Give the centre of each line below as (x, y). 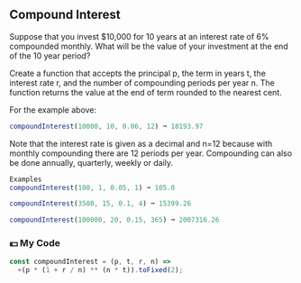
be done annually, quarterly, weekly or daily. (91, 162)
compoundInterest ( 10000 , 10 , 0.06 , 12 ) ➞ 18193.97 (106, 126)
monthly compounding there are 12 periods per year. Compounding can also (151, 153)
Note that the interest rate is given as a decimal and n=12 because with (141, 143)
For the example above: (53, 110)
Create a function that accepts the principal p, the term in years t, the (137, 73)
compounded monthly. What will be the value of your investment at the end (149, 46)
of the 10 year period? (50, 55)
